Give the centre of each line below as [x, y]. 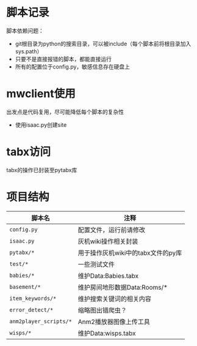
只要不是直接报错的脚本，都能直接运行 [63, 59]
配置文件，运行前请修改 [111, 230]
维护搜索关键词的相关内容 [114, 299]
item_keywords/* [33, 298]
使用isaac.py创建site [41, 125]
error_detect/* [31, 310]
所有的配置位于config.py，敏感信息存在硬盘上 [72, 66]
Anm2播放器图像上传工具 [114, 322]
